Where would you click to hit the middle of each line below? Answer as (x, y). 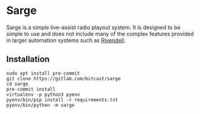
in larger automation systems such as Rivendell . (66, 40)
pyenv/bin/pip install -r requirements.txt (62, 100)
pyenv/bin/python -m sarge (40, 105)
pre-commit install (31, 89)
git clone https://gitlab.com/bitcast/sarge (64, 79)
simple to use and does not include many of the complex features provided (100, 33)
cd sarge (17, 84)
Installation (28, 59)
